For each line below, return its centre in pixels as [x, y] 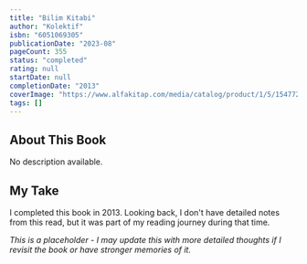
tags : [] [26, 103]
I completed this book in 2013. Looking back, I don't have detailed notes [145, 212]
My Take [34, 190]
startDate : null [40, 78]
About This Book [58, 139]
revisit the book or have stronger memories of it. [101, 249]
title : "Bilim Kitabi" [53, 18]
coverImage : [32, 94]
